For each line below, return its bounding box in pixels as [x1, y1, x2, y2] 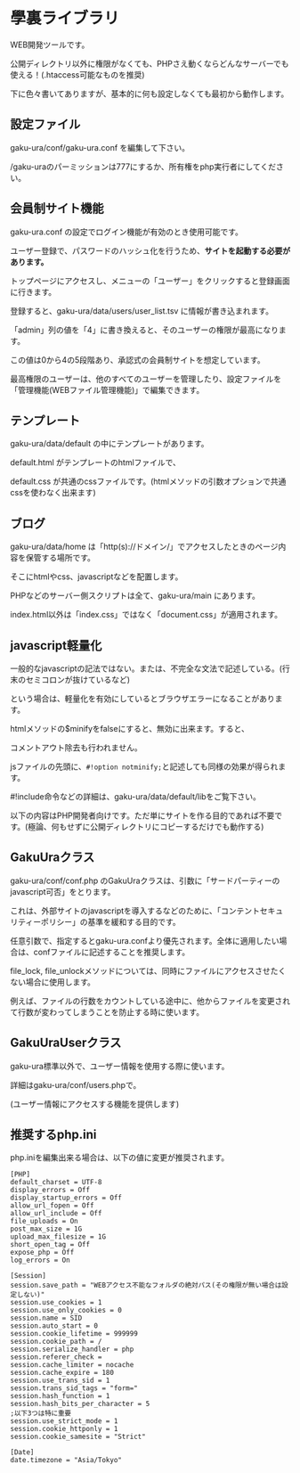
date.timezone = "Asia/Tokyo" [10, 1456, 123, 1465]
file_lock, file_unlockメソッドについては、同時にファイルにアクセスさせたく [10, 965, 287, 976]
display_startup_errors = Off [10, 1193, 123, 1203]
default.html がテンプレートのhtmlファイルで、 [10, 457, 182, 468]
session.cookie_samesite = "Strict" [10, 1432, 146, 1442]
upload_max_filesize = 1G [10, 1232, 106, 1241]
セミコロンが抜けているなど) [25, 675, 131, 684]
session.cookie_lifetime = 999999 [10, 1330, 139, 1338]
